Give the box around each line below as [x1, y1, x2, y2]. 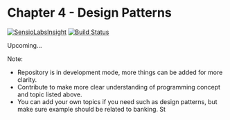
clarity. [17, 75, 37, 84]
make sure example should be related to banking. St [17, 105, 166, 113]
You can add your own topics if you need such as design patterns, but [17, 97, 218, 105]
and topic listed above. [17, 90, 82, 98]
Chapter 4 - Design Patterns [7, 5, 172, 21]
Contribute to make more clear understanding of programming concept [17, 83, 220, 91]
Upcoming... [7, 41, 42, 49]
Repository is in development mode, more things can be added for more [17, 68, 223, 76]
